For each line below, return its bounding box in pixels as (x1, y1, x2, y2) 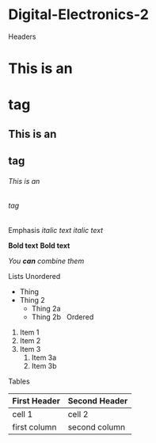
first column (12, 422, 57, 433)
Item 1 (19, 327, 40, 337)
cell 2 (67, 408, 89, 419)
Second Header (67, 395, 128, 406)
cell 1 (12, 408, 33, 419)
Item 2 (19, 335, 41, 346)
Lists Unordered (8, 271, 61, 281)
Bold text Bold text (8, 240, 70, 250)
